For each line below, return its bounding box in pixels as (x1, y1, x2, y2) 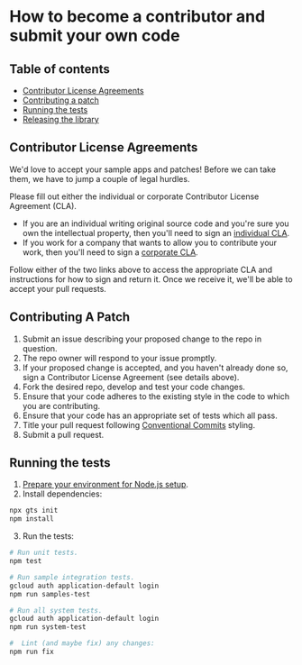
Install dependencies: (22, 488, 103, 499)
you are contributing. (22, 400, 101, 411)
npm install (9, 515, 54, 524)
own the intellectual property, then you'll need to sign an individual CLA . (22, 227, 290, 238)
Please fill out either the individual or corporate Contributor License (9, 191, 260, 202)
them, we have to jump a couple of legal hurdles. (9, 173, 190, 184)
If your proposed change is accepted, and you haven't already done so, (22, 362, 288, 373)
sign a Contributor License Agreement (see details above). (22, 371, 240, 382)
